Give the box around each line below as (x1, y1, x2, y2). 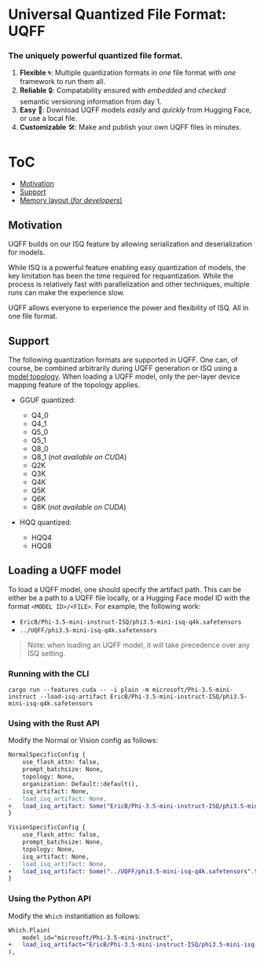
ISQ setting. (27, 648, 66, 657)
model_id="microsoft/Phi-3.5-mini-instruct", (22, 933, 174, 942)
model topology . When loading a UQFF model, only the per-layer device (8, 372, 240, 382)
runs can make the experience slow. (8, 288, 125, 298)
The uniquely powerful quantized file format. (8, 50, 183, 61)
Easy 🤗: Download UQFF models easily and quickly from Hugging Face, (19, 105, 252, 115)
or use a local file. (19, 114, 78, 123)
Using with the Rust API (8, 718, 100, 729)
